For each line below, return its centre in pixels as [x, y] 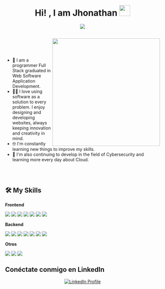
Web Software [27, 76]
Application [24, 81]
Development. [26, 86]
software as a [26, 96]
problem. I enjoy [28, 107]
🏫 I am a [20, 60]
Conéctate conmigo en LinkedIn [55, 270]
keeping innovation [31, 128]
